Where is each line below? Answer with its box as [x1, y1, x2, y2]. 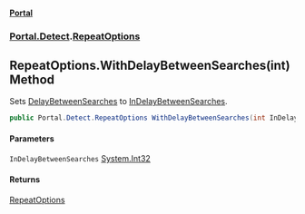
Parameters [9, 132, 54, 144]
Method [9, 72, 55, 87]
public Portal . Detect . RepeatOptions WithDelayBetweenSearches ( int [9, 113, 266, 122]
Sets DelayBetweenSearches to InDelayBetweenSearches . [9, 96, 229, 107]
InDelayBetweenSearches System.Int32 [9, 153, 152, 164]
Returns [9, 174, 41, 185]
